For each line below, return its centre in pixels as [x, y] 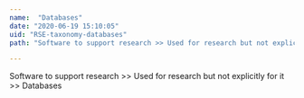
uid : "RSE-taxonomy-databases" [68, 34]
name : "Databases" [46, 18]
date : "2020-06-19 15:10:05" [64, 26]
